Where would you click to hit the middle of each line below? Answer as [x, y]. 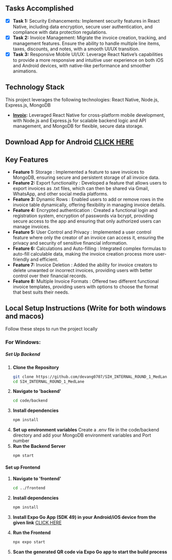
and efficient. [44, 260]
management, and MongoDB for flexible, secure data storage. [78, 126]
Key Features [27, 160]
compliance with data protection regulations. [60, 32]
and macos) [25, 317]
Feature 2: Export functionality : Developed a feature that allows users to [90, 183]
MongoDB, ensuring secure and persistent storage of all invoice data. [86, 177]
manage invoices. [31, 227]
